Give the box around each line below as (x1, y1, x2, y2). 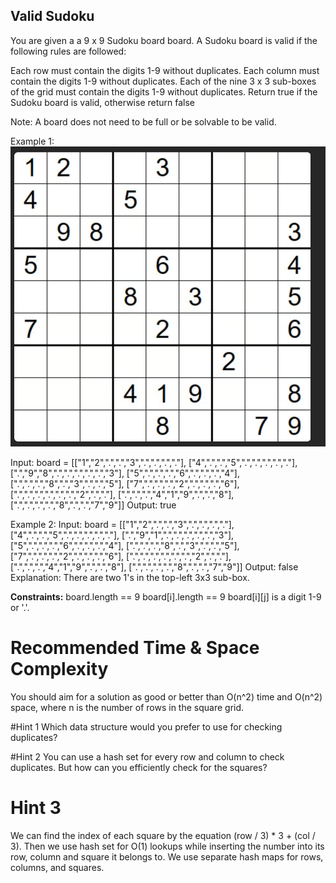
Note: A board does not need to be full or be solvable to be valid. (10, 115, 277, 128)
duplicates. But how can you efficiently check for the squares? (10, 761, 268, 773)
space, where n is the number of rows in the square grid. (10, 701, 245, 713)
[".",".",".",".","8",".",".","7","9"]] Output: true (10, 499, 177, 511)
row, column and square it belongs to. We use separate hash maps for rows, (10, 850, 324, 863)
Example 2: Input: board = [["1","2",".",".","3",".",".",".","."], (10, 519, 235, 530)
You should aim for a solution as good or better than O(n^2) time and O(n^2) (10, 690, 323, 703)
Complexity (10, 658, 109, 681)
